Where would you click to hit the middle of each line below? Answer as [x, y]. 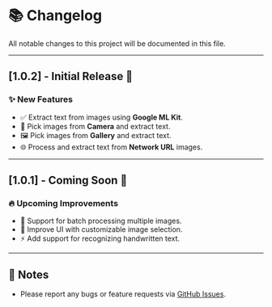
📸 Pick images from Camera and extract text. [95, 126]
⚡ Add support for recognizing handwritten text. [100, 238]
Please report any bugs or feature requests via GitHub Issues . [123, 294]
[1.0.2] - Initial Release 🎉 [71, 76]
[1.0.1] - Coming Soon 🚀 [68, 181]
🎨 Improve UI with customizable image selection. [101, 229]
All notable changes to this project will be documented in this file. [117, 43]
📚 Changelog [55, 16]
